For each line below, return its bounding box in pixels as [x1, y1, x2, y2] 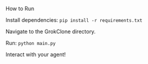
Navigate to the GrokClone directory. [5, 28, 96, 35]
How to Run [5, 5, 35, 12]
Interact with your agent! [5, 51, 66, 58]
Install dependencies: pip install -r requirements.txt [5, 17, 143, 23]
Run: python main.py [5, 40, 56, 46]
